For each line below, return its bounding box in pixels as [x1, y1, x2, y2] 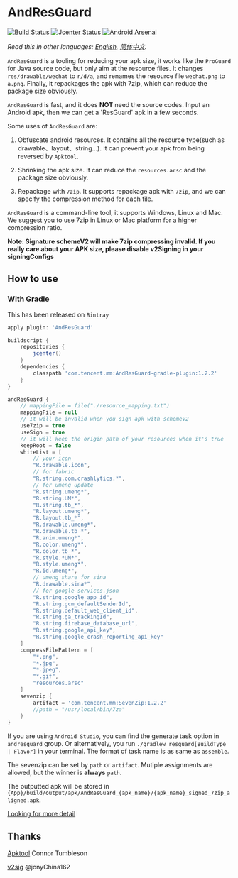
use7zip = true [20, 422, 65, 429]
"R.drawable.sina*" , [33, 581, 94, 588]
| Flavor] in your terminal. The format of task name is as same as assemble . [7, 747, 229, 756]
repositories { [20, 344, 65, 351]
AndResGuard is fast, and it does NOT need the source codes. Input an [7, 100, 210, 109]
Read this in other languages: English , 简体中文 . [7, 42, 147, 50]
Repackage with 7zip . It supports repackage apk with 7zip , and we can [17, 187, 226, 195]
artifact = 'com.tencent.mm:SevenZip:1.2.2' [33, 699, 167, 706]
